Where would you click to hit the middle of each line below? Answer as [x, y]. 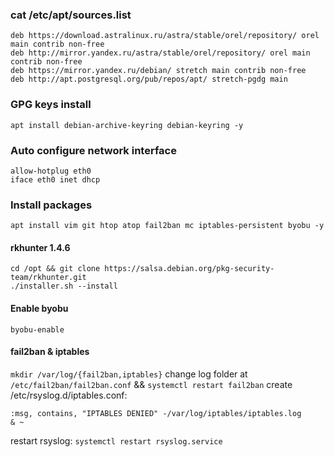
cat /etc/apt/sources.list [71, 15]
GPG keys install [51, 105]
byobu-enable [37, 329]
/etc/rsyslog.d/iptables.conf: [69, 395]
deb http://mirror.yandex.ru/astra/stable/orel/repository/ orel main [160, 53]
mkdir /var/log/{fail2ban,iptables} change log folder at [129, 374]
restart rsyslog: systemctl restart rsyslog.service [116, 440]
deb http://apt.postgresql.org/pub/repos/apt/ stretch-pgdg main [149, 79]
